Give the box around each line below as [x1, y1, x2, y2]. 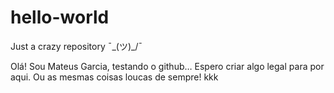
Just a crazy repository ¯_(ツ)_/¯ [10, 40, 143, 52]
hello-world [10, 6, 110, 29]
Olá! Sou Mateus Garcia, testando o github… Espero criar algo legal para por [10, 60, 325, 72]
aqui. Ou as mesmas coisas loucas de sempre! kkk [10, 71, 219, 83]
